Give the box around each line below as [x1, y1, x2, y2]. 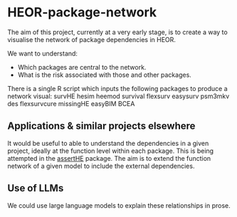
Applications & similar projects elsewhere [7, 120, 196, 132]
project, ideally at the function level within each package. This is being [7, 147, 214, 155]
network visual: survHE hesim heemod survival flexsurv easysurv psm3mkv [7, 92, 230, 100]
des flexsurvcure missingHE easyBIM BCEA [7, 99, 135, 107]
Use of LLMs [7, 182, 64, 194]
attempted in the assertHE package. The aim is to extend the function [7, 154, 211, 162]
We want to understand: [7, 49, 78, 58]
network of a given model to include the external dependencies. [7, 162, 195, 170]
